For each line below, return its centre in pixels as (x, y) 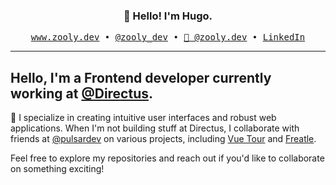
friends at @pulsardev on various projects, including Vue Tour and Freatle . (163, 139)
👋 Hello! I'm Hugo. (168, 16)
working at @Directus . (82, 93)
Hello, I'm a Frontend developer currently (141, 77)
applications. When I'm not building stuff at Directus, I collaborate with (155, 128)
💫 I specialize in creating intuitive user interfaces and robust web (143, 118)
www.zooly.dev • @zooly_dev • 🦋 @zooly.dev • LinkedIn (168, 37)
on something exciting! (57, 169)
